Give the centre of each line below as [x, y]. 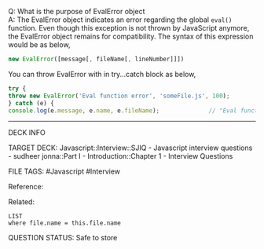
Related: [22, 202]
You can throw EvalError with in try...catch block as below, [102, 74]
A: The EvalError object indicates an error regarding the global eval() [120, 20]
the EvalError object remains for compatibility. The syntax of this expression [131, 36]
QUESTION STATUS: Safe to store [63, 238]
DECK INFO [27, 133]
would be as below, [39, 45]
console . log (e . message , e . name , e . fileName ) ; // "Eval [123, 110]
